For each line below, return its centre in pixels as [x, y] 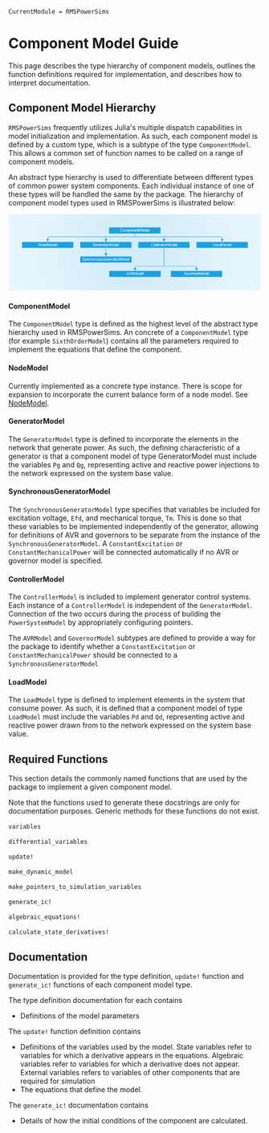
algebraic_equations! [45, 917]
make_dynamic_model [41, 872]
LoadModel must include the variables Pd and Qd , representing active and [126, 717]
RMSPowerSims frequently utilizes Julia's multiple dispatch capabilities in [125, 127]
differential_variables [48, 842]
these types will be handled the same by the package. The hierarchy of [126, 194]
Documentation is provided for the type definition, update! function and [126, 976]
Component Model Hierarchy [82, 108]
